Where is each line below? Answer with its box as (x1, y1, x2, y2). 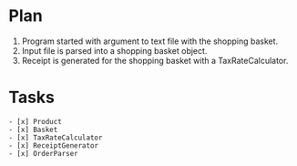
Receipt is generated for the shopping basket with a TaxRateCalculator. (21, 55, 289, 66)
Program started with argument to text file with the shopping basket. (21, 36, 279, 47)
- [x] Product (8, 117, 63, 126)
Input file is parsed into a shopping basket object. (21, 45, 208, 56)
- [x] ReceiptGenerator (8, 140, 99, 150)
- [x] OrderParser (8, 149, 78, 158)
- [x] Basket (8, 125, 58, 134)
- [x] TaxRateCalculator (8, 133, 103, 142)
